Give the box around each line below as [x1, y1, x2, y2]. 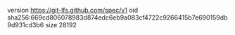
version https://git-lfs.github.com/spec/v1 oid [7, 6, 139, 14]
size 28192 [45, 21, 77, 29]
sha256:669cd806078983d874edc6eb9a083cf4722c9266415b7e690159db [7, 13, 228, 22]
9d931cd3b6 [7, 21, 44, 29]
